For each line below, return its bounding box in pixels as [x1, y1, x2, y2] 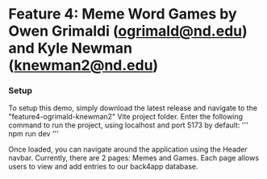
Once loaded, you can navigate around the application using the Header [8, 144, 248, 154]
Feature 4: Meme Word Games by [8, 5, 237, 23]
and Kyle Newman [8, 40, 133, 57]
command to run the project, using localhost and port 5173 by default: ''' [8, 120, 248, 130]
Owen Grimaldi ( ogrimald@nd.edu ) [8, 22, 248, 40]
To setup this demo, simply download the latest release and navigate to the [8, 103, 258, 113]
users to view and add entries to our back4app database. [8, 162, 199, 172]
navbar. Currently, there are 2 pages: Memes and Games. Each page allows [8, 153, 260, 163]
